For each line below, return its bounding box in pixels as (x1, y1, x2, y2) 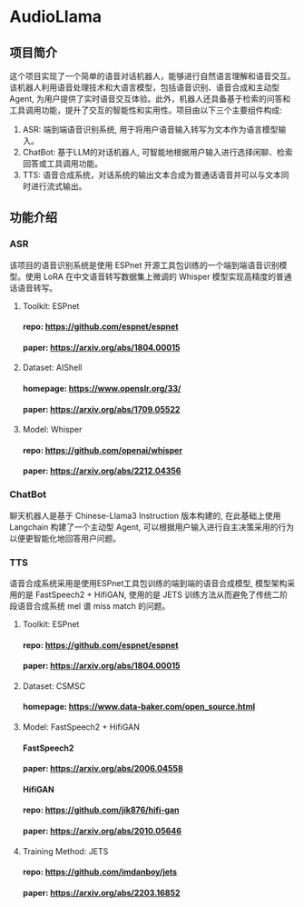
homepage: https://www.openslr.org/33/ (22, 384, 181, 394)
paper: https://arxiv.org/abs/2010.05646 (22, 825, 182, 837)
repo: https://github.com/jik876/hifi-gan (22, 804, 180, 815)
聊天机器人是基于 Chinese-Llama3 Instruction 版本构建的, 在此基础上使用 (9, 510, 281, 521)
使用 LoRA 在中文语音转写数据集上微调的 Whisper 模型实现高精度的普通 (25, 271, 292, 282)
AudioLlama (9, 6, 103, 27)
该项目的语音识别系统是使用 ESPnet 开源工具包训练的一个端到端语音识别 (9, 259, 279, 270)
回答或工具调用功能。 (22, 158, 103, 169)
